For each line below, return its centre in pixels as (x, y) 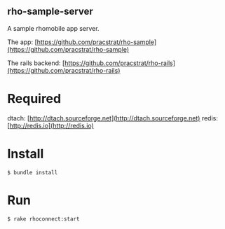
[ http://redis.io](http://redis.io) (51, 125)
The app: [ (22, 42)
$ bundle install (33, 172)
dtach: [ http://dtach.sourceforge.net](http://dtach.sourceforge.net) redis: (113, 118)
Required (34, 99)
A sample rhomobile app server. (53, 28)
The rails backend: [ (36, 63)
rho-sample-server (50, 12)
